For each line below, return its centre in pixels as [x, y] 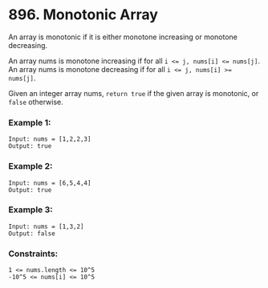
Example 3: [31, 210]
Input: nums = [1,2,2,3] [50, 139]
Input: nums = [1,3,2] [46, 226]
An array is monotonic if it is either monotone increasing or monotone [123, 37]
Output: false [32, 234]
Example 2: [30, 166]
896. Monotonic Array [83, 15]
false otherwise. [36, 102]
